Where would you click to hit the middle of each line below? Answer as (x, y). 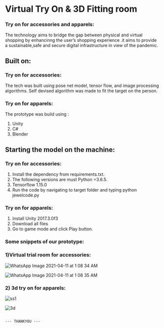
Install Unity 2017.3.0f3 (35, 219)
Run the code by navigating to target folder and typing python (74, 190)
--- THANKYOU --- (23, 321)
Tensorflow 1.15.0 (30, 185)
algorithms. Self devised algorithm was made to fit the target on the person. (81, 91)
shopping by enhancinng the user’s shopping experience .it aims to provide (81, 40)
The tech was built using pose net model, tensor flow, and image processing (82, 86)
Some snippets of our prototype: (45, 242)
